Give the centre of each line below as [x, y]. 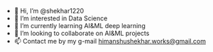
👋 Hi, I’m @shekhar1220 [49, 11]
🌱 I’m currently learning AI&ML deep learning [80, 26]
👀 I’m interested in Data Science [61, 18]
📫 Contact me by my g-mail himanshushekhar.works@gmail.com [110, 41]
